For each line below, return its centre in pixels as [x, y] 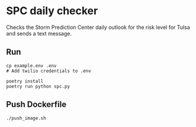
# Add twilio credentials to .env [49, 71]
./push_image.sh [26, 118]
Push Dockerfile [36, 105]
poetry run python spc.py [38, 86]
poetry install [25, 81]
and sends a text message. [39, 33]
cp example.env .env [32, 66]
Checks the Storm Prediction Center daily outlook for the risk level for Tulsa [98, 27]
